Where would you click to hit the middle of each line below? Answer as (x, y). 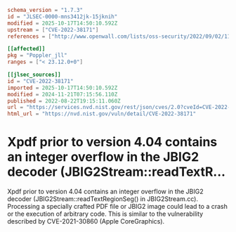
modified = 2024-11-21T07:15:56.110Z (63, 94)
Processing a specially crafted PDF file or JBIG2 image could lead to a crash (118, 207)
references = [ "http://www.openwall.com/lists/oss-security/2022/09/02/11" (120, 36)
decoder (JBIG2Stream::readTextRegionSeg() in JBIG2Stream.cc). (103, 199)
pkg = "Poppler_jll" (38, 56)
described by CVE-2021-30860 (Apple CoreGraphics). (86, 221)
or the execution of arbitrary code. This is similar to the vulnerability (105, 214)
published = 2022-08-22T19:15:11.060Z (64, 101)
